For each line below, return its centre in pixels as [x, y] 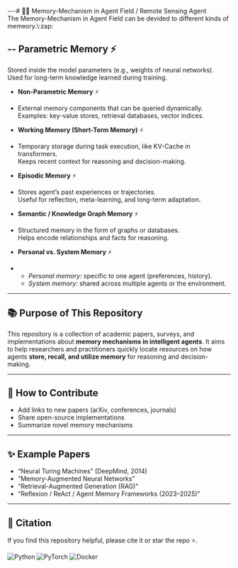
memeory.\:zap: [30, 26]
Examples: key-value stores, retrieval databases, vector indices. [110, 115]
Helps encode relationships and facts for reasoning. [93, 237]
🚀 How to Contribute [53, 393]
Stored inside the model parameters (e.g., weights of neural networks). [110, 70]
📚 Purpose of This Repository [75, 313]
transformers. [38, 153]
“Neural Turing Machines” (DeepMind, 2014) [82, 471]
